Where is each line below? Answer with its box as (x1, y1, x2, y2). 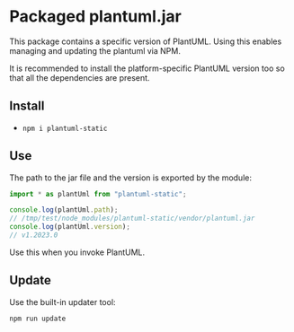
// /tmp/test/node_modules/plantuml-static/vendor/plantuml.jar (9, 214, 255, 223)
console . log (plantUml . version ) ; (9, 223, 130, 232)
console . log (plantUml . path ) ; (9, 205, 119, 214)
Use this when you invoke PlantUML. (9, 247, 146, 258)
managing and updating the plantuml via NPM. (9, 45, 182, 56)
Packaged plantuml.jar (9, 6, 183, 27)
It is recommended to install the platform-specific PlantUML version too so (9, 63, 285, 74)
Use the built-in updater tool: (9, 296, 116, 307)
